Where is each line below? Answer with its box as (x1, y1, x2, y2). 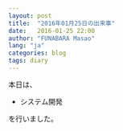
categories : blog (8, 49, 67, 57)
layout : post (8, 11, 52, 20)
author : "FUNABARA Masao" (8, 34, 95, 43)
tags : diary (8, 57, 48, 65)
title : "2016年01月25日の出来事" (8, 19, 116, 27)
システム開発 (19, 96, 63, 106)
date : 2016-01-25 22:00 (8, 27, 95, 35)
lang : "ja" (8, 42, 45, 50)
